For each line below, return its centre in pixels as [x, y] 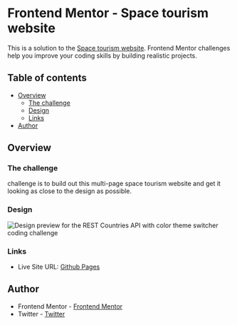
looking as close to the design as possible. [70, 191]
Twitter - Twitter [41, 314]
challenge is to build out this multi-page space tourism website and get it [114, 184]
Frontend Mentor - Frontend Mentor [70, 306]
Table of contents [47, 78]
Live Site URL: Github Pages [59, 267]
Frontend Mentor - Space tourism [108, 13]
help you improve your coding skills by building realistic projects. [102, 56]
